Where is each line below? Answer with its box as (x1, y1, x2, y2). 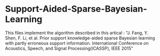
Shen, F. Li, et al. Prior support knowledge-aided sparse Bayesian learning (5, 35, 156, 41)
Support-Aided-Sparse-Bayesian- (5, 3, 147, 15)
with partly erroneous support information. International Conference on (5, 40, 149, 46)
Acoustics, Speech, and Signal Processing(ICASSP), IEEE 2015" (5, 45, 133, 51)
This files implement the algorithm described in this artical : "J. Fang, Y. (5, 30, 149, 36)
